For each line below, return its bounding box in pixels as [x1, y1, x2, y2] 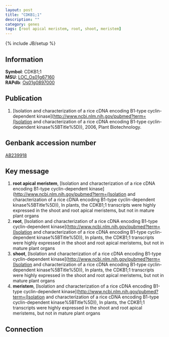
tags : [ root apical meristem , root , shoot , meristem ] [5, 26, 122, 32]
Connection [5, 325, 43, 333]
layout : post [5, 7, 33, 13]
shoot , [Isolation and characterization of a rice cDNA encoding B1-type [12, 250, 161, 257]
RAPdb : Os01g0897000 [5, 79, 55, 86]
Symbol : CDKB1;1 [5, 68, 42, 74]
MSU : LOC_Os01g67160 [5, 74, 55, 80]
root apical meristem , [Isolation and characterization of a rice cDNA [12, 180, 156, 186]
